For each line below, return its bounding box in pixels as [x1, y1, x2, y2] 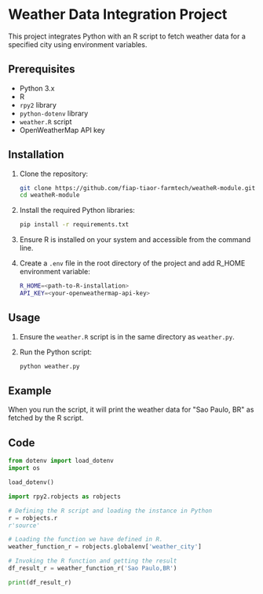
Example [8, 384, 52, 398]
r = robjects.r [8, 514, 58, 522]
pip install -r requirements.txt [19, 221, 130, 229]
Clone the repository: [19, 169, 89, 178]
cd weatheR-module [19, 191, 80, 200]
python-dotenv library [19, 108, 89, 118]
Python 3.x [19, 83, 55, 93]
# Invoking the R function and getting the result [8, 557, 177, 565]
